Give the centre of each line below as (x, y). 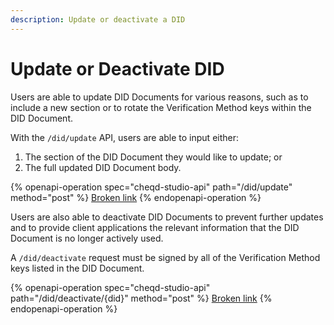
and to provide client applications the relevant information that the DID (155, 227)
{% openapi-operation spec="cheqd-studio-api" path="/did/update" (151, 187)
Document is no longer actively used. (87, 238)
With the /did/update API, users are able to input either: (125, 137)
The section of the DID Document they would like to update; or (153, 157)
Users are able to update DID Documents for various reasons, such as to (159, 97)
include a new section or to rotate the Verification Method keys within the (161, 107)
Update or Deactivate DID (117, 68)
